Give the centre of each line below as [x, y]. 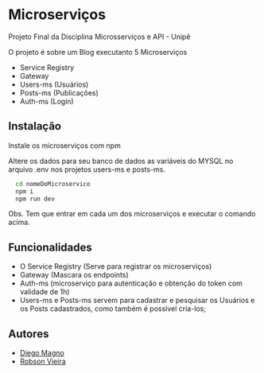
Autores [29, 334]
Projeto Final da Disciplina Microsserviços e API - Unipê [99, 37]
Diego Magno [42, 353]
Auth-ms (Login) [47, 101]
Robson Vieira [43, 361]
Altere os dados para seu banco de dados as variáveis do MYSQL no [121, 161]
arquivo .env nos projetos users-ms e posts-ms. [87, 169]
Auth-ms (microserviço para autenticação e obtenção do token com [131, 283]
